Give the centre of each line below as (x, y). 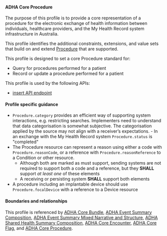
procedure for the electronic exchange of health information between (76, 23)
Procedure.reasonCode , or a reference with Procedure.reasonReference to (86, 153)
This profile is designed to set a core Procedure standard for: (68, 59)
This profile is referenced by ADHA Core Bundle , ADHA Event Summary (79, 212)
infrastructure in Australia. (32, 34)
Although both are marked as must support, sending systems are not (90, 163)
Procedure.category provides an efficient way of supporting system (82, 115)
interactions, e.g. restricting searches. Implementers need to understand (87, 121)
